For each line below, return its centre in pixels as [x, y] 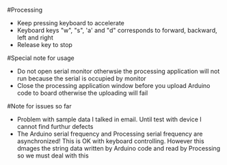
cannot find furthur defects [55, 126]
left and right [35, 37]
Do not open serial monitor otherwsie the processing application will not [118, 71]
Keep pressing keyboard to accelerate [71, 23]
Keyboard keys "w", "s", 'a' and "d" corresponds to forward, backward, [117, 30]
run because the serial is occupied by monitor [82, 78]
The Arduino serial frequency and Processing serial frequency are [110, 134]
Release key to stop [45, 45]
